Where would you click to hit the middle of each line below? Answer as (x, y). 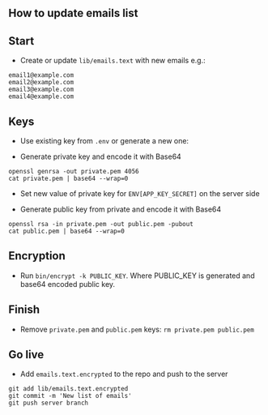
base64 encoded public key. (68, 284)
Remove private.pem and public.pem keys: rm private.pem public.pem (137, 329)
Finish (24, 310)
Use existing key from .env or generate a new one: (104, 141)
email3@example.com (41, 90)
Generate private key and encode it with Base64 (101, 156)
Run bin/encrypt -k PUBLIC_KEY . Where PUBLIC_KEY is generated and (137, 276)
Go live (26, 355)
